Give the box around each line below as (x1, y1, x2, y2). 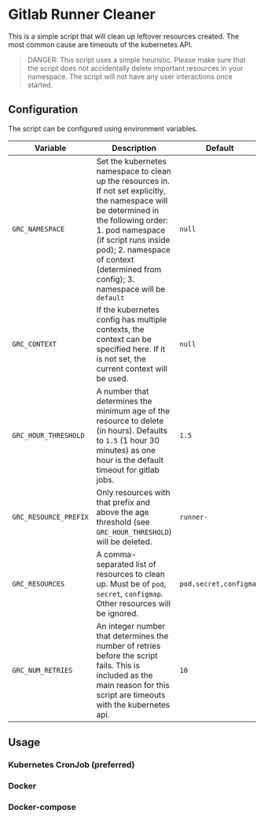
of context (96, 254, 134, 265)
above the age (96, 506, 149, 517)
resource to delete (96, 415, 164, 426)
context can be (96, 333, 152, 344)
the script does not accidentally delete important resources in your (27, 63, 244, 72)
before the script (96, 650, 159, 661)
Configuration (8, 103, 79, 116)
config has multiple (96, 314, 167, 325)
